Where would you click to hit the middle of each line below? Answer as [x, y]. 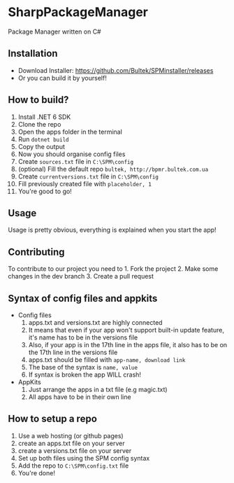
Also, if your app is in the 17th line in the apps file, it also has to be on [128, 345]
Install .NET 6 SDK [44, 117]
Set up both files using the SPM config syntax [84, 458]
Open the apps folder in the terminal [70, 132]
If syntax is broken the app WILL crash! [85, 374]
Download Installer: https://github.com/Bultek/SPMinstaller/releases [116, 70]
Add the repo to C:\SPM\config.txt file [73, 465]
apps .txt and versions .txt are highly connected [95, 322]
